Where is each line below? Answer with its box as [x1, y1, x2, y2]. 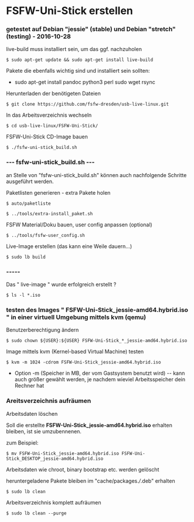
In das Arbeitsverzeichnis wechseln [6, 111, 92, 118]
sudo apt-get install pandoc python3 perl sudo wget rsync [14, 79, 155, 86]
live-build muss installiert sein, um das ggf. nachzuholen [6, 46, 142, 53]
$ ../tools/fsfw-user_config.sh [6, 232, 85, 238]
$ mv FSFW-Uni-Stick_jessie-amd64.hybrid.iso [6, 450, 119, 456]
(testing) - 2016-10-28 [6, 32, 72, 40]
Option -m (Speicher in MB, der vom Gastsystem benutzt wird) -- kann [14, 370, 185, 377]
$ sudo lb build [6, 254, 46, 260]
